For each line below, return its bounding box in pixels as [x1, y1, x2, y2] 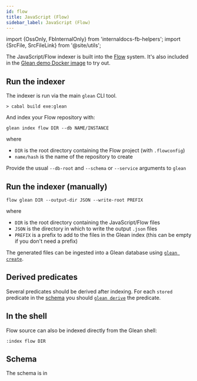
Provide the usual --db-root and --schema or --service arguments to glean [6, 165, 186, 172]
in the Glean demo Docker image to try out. [6, 59, 111, 66]
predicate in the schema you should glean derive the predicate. [6, 294, 161, 301]
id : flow [6, 8, 28, 15]
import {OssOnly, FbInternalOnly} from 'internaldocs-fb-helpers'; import [6, 36, 181, 43]
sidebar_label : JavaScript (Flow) [6, 19, 91, 25]
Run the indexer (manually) [6, 182, 108, 192]
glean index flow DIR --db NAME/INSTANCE [6, 125, 109, 131]
